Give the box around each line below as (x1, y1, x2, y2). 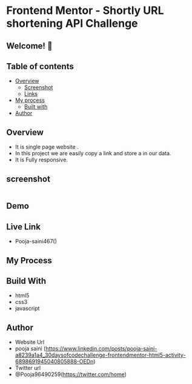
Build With (6, 276, 47, 286)
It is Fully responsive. (15, 156, 68, 164)
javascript (15, 305, 40, 312)
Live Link (6, 221, 41, 232)
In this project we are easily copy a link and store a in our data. (15, 150, 171, 157)
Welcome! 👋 (6, 41, 53, 51)
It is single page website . (15, 143, 79, 150)
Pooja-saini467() (15, 238, 58, 245)
